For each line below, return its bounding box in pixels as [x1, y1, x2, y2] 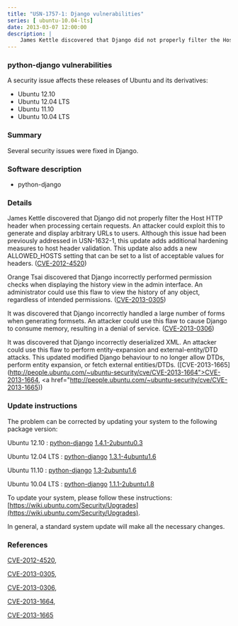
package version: [7, 425, 58, 433]
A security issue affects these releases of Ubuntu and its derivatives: [7, 76, 208, 85]
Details [7, 198, 33, 208]
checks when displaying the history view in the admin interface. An [7, 281, 203, 289]
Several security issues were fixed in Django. [7, 146, 139, 155]
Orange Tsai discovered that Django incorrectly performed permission [7, 273, 212, 281]
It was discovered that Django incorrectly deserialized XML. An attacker [7, 338, 217, 347]
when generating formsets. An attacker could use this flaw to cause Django [7, 317, 227, 325]
